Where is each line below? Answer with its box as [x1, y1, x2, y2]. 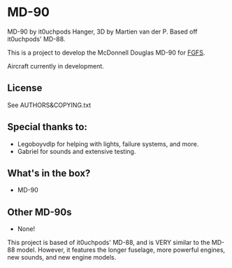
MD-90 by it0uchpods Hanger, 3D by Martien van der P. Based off [7, 27, 198, 36]
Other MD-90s [7, 206, 72, 218]
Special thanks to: [7, 121, 87, 133]
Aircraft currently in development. [7, 62, 105, 70]
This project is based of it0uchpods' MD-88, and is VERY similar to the [7, 239, 210, 247]
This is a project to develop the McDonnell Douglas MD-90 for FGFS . [7, 48, 205, 57]
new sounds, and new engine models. [7, 253, 117, 262]
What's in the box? [7, 167, 91, 179]
